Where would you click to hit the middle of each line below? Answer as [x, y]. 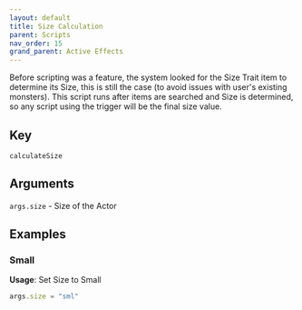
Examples [38, 234]
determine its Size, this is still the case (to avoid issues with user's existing [148, 87]
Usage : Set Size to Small [55, 280]
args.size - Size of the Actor [63, 205]
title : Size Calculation [56, 26]
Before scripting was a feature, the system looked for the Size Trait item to [148, 77]
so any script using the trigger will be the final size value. [116, 106]
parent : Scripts [40, 35]
